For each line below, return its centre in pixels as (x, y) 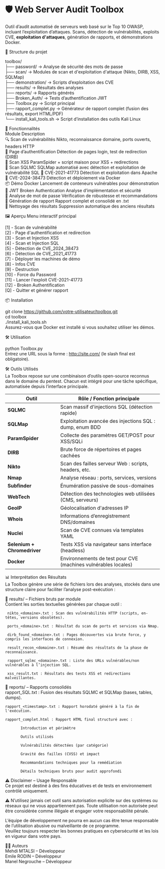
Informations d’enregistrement (95, 516)
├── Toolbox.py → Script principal (40, 103)
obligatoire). (17, 359)
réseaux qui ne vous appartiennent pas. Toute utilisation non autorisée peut (82, 805)
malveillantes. (21, 678)
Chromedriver (24, 550)
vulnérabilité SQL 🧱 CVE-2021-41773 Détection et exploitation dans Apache (81, 173)
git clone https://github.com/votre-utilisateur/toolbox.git (61, 312)
